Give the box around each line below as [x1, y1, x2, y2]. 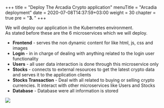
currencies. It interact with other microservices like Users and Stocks [12, 82, 155, 88]
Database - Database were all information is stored [12, 88, 119, 93]
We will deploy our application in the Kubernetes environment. [5, 25, 134, 31]
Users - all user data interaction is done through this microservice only [12, 61, 159, 67]
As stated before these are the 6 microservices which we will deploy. [5, 30, 148, 36]
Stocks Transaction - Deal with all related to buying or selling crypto [12, 77, 154, 83]
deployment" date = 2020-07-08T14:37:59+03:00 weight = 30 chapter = [5, 10, 156, 16]
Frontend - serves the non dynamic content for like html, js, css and [12, 40, 153, 46]
